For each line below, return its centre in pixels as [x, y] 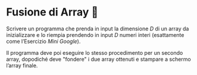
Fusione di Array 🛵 [52, 12]
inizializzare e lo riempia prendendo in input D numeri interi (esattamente [95, 35]
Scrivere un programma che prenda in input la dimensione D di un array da [98, 29]
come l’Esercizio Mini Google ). [43, 41]
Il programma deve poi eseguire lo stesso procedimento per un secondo [95, 52]
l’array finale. [22, 65]
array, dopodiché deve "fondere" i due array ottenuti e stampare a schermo [99, 59]
